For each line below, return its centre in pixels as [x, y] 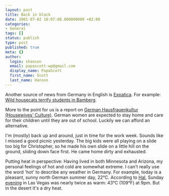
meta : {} [14, 52]
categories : [18, 24]
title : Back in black [28, 15]
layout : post [19, 10]
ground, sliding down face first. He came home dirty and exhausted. [76, 151]
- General [16, 29]
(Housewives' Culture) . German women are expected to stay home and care [84, 115]
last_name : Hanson [29, 80]
